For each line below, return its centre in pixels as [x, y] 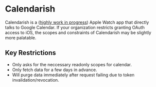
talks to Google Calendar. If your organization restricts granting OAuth [75, 27]
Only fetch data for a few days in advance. [54, 70]
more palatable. [21, 38]
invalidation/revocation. [35, 80]
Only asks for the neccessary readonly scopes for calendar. [72, 64]
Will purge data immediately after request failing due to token [73, 75]
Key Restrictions [31, 53]
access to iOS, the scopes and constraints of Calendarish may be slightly [78, 32]
